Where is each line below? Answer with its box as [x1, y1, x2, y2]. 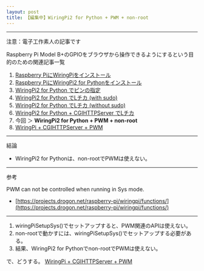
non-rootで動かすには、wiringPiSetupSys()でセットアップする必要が [15, 229, 186, 237]
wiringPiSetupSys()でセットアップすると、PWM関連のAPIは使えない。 [15, 222, 191, 229]
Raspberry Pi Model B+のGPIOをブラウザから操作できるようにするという [6, 50, 189, 58]
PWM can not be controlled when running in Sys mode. [6, 185, 144, 193]
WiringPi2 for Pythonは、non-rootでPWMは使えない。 [15, 154, 151, 162]
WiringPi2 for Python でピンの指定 [15, 86, 101, 94]
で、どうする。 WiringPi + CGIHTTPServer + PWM [6, 258, 132, 265]
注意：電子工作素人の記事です [6, 38, 81, 45]
